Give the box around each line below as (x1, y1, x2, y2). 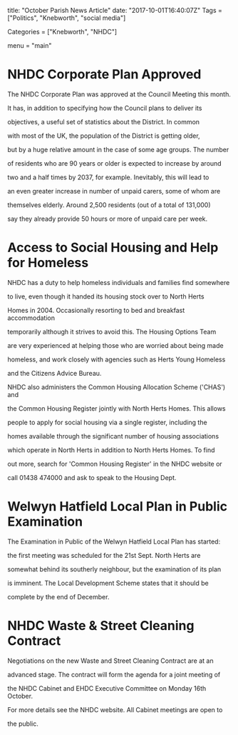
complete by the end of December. (7, 592, 110, 601)
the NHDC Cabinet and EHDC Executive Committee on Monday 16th (7, 684, 207, 692)
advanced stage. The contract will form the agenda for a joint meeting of (7, 670, 221, 679)
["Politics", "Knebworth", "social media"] (7, 14, 126, 22)
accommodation (7, 314, 56, 322)
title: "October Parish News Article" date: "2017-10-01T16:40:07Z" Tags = (7, 6, 223, 14)
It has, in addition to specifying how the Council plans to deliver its (7, 104, 202, 112)
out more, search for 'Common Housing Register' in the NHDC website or (7, 459, 222, 468)
